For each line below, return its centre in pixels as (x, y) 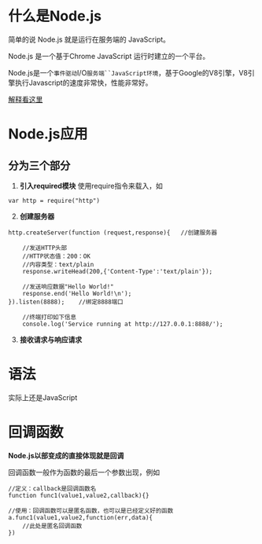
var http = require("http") (54, 200)
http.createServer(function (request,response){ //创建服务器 (113, 233)
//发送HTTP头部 (45, 248)
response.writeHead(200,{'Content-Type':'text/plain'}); (118, 271)
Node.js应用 (48, 134)
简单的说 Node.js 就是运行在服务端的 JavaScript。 (89, 39)
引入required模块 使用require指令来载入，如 (91, 186)
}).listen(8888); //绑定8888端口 (66, 302)
